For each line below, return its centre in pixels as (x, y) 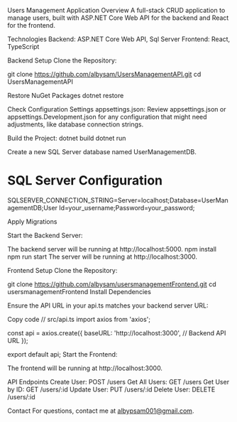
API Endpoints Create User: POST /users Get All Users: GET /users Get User (118, 382)
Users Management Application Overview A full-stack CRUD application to (116, 10)
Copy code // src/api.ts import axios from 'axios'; (79, 319)
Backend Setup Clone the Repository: (62, 60)
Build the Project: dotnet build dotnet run (67, 138)
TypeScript (23, 47)
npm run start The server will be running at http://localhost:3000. (102, 256)
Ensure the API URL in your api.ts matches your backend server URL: (108, 305)
